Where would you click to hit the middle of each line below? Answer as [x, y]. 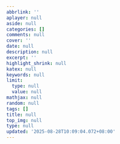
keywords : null [26, 75]
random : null [23, 103]
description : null [30, 52]
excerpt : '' [21, 58]
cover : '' [19, 40]
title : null [21, 115]
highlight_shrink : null [37, 63]
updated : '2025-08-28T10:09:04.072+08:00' [61, 132]
